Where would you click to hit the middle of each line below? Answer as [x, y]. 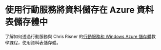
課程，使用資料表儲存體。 [35, 42]
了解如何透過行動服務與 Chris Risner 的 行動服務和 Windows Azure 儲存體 [78, 36]
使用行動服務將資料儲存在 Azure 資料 [80, 10]
